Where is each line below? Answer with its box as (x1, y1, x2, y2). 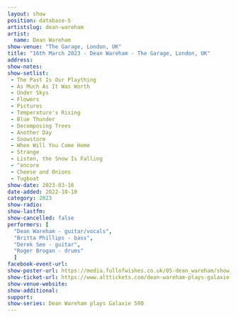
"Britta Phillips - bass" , (13, 234, 93, 242)
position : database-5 (7, 17, 72, 24)
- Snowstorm (10, 135, 46, 142)
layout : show (7, 10, 46, 18)
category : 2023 (7, 195, 52, 202)
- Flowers (10, 96, 40, 103)
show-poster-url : (7, 267, 59, 274)
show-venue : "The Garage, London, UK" (7, 43, 122, 50)
